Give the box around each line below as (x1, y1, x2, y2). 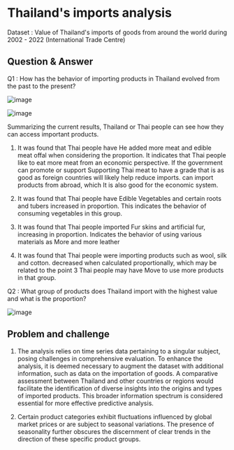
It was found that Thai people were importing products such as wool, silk (17, 251, 227, 260)
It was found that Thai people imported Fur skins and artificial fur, (17, 223, 206, 231)
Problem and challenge (7, 328, 110, 340)
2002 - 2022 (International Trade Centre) (7, 35, 126, 43)
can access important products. (7, 129, 99, 138)
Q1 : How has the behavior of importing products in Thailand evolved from (7, 74, 220, 83)
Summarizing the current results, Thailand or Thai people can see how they (7, 122, 224, 131)
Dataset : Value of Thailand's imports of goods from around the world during (7, 28, 228, 36)
